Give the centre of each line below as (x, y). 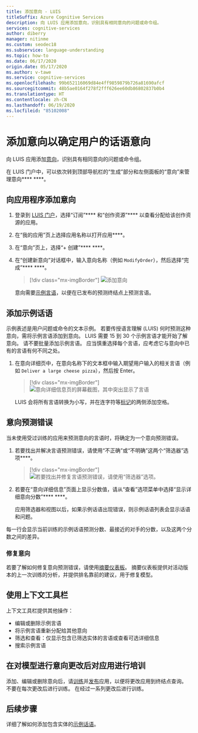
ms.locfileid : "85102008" (38, 111)
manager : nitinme (27, 39)
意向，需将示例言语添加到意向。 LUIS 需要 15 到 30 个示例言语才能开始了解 (97, 335)
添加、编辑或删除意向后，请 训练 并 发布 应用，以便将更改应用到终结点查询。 (96, 681)
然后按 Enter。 (121, 370)
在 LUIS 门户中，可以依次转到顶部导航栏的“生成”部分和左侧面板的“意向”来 (95, 172)
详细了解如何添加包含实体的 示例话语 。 (52, 724)
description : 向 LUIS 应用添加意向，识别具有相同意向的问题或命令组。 (84, 22)
